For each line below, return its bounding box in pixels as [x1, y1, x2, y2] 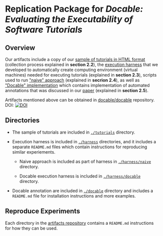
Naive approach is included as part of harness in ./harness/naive [19, 158, 151, 164]
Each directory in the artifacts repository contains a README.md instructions [5, 220, 154, 226]
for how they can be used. [5, 225, 58, 231]
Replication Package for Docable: [5, 3, 143, 15]
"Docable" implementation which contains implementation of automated [5, 82, 150, 88]
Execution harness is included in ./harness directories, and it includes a [12, 138, 156, 144]
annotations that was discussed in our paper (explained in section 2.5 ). [5, 88, 149, 93]
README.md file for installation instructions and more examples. [12, 193, 136, 198]
